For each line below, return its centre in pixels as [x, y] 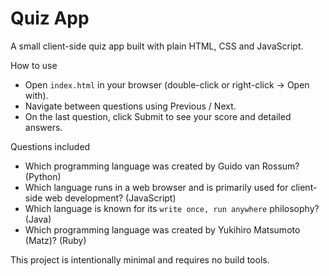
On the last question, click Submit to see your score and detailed [158, 116]
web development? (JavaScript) [110, 198]
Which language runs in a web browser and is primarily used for [156, 187]
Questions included [50, 146]
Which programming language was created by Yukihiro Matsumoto [162, 229]
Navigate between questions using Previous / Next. [130, 106]
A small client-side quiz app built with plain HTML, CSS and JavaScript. [157, 46]
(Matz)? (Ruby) [55, 240]
